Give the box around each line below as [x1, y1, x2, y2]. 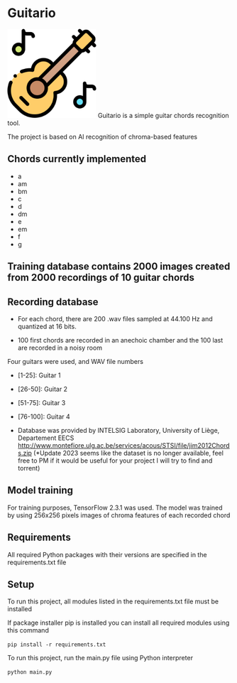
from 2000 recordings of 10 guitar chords [7, 271, 195, 284]
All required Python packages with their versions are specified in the [7, 550, 207, 559]
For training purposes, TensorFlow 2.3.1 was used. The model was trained [7, 503, 223, 512]
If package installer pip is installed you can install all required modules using [7, 618, 230, 627]
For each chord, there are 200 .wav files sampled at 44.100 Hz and [17, 314, 213, 323]
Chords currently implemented [7, 153, 147, 165]
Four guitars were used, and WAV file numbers [7, 357, 144, 365]
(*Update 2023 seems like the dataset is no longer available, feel [33, 448, 224, 457]
